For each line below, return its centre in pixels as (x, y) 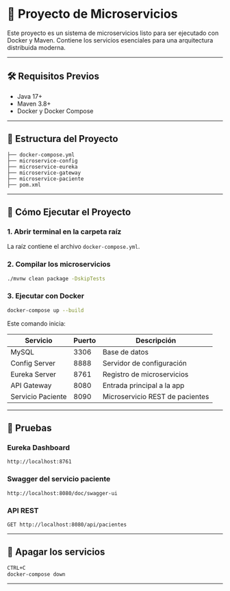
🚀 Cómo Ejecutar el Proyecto (69, 212)
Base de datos (126, 352)
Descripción (156, 340)
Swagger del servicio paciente (59, 479)
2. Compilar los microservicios (59, 265)
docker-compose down (37, 574)
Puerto (85, 340)
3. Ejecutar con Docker (46, 296)
